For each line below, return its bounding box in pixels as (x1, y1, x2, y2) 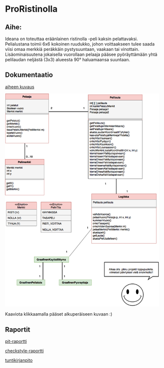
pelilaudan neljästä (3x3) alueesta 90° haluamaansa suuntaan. (5, 57, 130, 62)
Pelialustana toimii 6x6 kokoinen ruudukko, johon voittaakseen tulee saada (5, 41, 155, 47)
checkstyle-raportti (5, 348, 44, 354)
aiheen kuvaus (5, 84, 35, 90)
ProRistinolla (5, 3, 58, 15)
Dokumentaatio (5, 71, 53, 79)
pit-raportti (5, 339, 27, 345)
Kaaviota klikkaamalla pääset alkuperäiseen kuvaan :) (5, 311, 113, 317)
